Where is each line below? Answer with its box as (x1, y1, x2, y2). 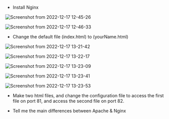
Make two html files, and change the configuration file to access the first (12, 93, 164, 98)
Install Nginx (12, 5, 39, 10)
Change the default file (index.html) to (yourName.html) (12, 34, 129, 39)
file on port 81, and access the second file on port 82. (12, 98, 124, 104)
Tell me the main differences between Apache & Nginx (12, 108, 126, 113)
